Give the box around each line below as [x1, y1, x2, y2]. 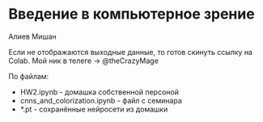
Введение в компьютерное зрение [8, 5, 255, 23]
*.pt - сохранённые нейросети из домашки [19, 104, 168, 114]
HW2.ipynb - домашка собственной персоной [19, 86, 180, 97]
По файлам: [8, 71, 49, 81]
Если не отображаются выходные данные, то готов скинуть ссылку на [8, 47, 253, 57]
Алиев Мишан [8, 32, 57, 41]
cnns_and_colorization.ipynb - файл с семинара [19, 95, 182, 105]
